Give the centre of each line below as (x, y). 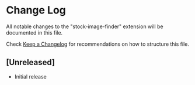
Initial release (30, 76)
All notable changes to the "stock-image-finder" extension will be (85, 26)
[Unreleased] (31, 62)
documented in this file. (34, 32)
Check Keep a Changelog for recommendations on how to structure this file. (98, 44)
